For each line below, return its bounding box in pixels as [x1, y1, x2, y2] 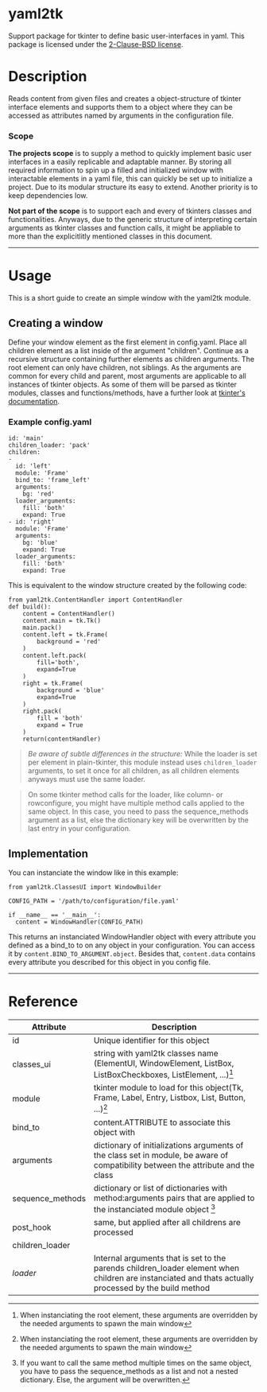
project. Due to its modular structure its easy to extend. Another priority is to [8, 182, 258, 192]
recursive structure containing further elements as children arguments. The [8, 354, 255, 364]
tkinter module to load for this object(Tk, [94, 1083, 244, 1094]
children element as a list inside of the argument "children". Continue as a [8, 345, 249, 355]
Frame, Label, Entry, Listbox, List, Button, [94, 1092, 246, 1103]
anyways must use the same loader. [27, 775, 145, 784]
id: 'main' [8, 434, 44, 442]
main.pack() [22, 624, 62, 632]
